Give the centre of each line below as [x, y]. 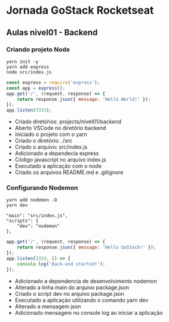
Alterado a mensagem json [48, 306]
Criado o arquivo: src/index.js [51, 147]
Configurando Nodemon [42, 188]
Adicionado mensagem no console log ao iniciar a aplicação [89, 312]
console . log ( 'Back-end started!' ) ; [61, 264]
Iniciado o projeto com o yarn [51, 134]
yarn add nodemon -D [32, 200]
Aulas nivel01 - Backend [52, 32]
